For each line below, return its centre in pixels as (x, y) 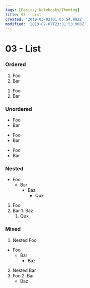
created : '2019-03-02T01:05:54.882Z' (45, 19)
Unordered (19, 109)
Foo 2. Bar (23, 275)
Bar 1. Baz (23, 211)
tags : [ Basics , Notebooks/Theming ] (42, 10)
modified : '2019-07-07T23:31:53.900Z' (46, 24)
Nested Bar (24, 270)
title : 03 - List (23, 15)
